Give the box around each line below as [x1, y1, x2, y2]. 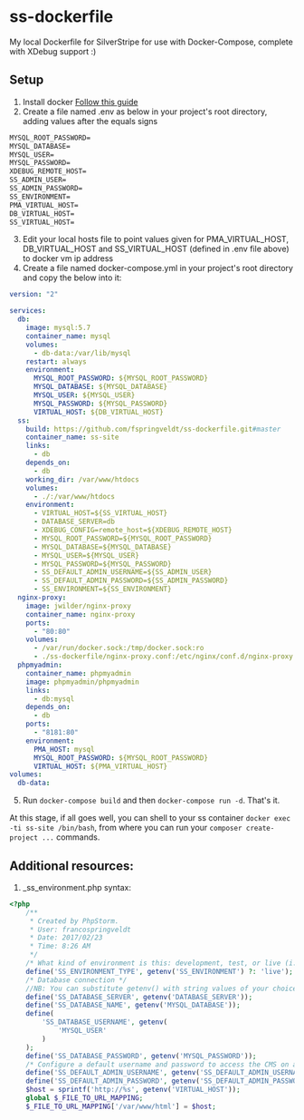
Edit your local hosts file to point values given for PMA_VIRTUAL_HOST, [22, 234, 290, 245]
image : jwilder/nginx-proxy [25, 601, 131, 610]
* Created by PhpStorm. [29, 916, 119, 926]
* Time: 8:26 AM [29, 941, 91, 951]
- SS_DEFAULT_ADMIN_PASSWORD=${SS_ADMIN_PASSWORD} [33, 576, 229, 586]
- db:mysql [33, 694, 75, 704]
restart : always [25, 356, 88, 366]
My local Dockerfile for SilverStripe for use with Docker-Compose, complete [9, 36, 294, 47]
